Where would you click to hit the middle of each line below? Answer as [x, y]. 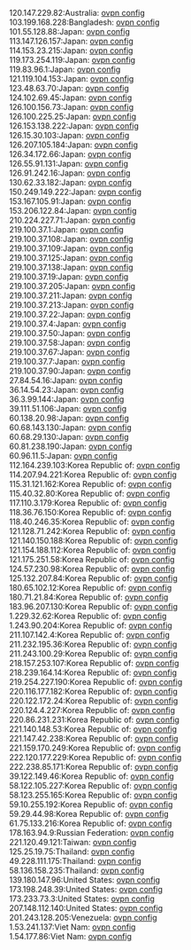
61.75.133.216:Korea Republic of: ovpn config [91, 823]
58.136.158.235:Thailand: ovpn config [76, 870]
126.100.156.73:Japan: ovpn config [72, 107]
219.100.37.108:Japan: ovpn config [72, 239]
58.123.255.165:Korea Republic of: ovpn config [94, 795]
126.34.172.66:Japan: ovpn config [70, 154]
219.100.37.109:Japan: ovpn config [72, 248]
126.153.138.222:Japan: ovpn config [74, 126]
